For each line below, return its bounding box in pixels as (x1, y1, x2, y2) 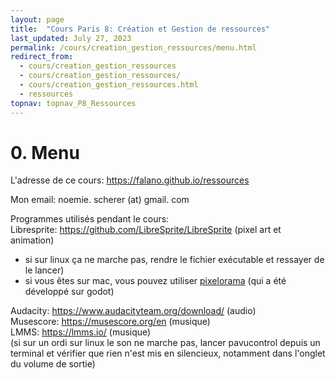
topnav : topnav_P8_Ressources (10, 98, 137, 108)
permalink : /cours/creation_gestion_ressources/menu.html (10, 42, 257, 53)
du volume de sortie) (10, 358, 96, 370)
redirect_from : (10, 52, 74, 62)
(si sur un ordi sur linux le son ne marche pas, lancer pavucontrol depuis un (10, 337, 321, 349)
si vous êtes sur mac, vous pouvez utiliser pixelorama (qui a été (24, 275, 287, 287)
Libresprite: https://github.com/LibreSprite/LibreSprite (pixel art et (10, 224, 282, 236)
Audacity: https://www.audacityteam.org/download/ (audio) (10, 305, 257, 317)
